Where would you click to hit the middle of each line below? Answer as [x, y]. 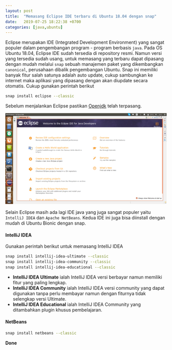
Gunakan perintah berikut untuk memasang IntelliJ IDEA [64, 246]
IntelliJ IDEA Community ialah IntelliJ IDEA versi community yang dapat [89, 288]
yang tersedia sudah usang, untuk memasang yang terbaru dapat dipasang [84, 59]
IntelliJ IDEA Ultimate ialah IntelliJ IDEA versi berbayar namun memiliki [87, 277]
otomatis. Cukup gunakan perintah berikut [50, 86]
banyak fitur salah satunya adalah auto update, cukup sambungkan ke [79, 75]
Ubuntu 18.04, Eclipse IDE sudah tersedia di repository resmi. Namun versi [84, 53]
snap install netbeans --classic [41, 333]
